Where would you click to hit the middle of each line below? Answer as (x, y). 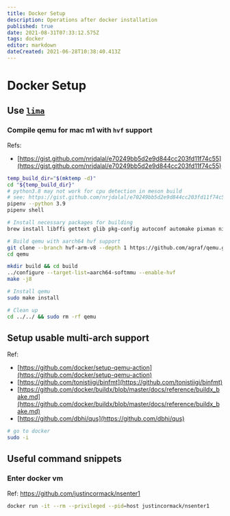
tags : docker (26, 39)
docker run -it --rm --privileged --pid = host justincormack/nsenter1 (108, 506)
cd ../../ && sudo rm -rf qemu (52, 317)
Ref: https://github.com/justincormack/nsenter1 (74, 493)
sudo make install (33, 298)
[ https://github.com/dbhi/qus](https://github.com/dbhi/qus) (101, 419)
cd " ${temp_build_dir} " (41, 185)
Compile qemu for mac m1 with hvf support (80, 130)
